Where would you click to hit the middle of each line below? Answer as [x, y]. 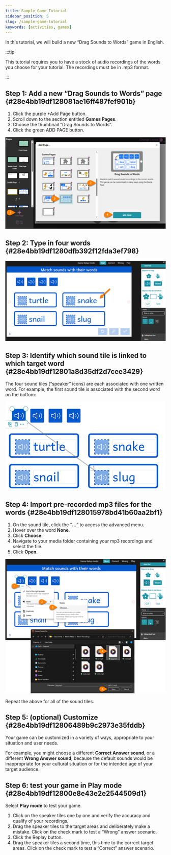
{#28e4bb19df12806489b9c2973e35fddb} [75, 725]
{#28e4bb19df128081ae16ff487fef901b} [70, 102]
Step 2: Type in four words [48, 243]
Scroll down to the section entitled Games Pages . [65, 119]
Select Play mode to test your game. [44, 806]
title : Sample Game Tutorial [36, 11]
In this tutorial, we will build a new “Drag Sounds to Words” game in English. [85, 42]
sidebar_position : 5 [27, 16]
